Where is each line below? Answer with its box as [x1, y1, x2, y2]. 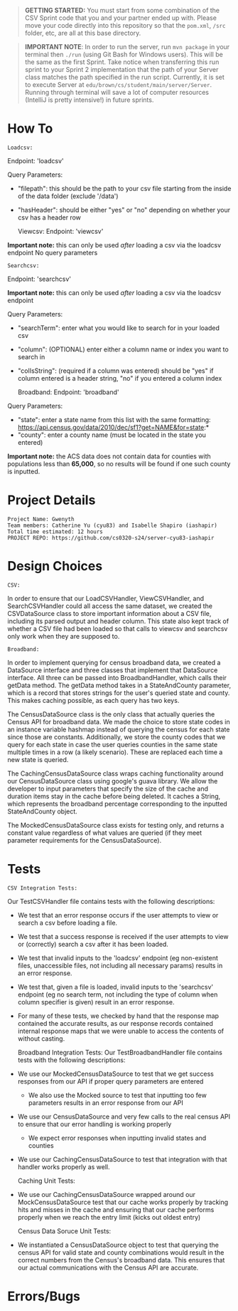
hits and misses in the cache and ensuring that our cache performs [17, 1205, 215, 1214]
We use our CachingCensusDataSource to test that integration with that [17, 1155, 227, 1163]
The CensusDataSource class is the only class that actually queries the [7, 709, 215, 719]
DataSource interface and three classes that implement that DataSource [7, 666, 218, 674]
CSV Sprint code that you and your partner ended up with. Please [24, 14, 217, 22]
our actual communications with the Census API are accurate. [17, 1263, 199, 1272]
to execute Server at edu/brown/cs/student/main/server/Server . [24, 81, 212, 88]
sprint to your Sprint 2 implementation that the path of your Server [24, 66, 219, 73]
